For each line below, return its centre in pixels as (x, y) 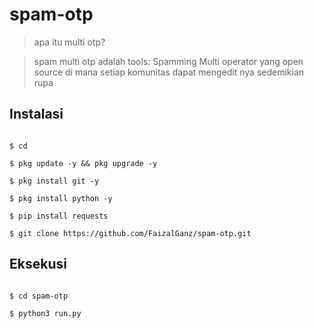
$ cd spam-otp (39, 296)
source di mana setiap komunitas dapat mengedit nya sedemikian (169, 72)
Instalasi (36, 114)
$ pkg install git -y (54, 181)
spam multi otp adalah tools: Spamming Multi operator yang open (168, 61)
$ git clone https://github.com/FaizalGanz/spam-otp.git (130, 233)
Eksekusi (38, 264)
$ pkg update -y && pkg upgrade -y (83, 163)
